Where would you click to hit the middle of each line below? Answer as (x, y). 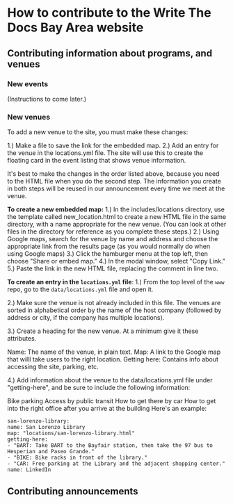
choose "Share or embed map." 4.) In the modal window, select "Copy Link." (116, 261)
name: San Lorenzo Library (46, 428)
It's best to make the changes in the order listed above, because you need (113, 174)
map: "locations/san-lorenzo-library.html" (71, 433)
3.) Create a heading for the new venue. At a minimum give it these (103, 331)
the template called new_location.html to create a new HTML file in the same (117, 217)
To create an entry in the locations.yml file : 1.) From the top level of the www (116, 282)
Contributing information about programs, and (110, 53)
